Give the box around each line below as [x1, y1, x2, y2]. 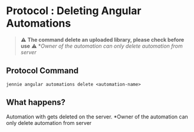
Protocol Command [6, 66, 79, 76]
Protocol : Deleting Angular [6, 4, 142, 18]
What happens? [6, 97, 66, 107]
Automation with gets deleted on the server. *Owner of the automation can [6, 113, 189, 120]
